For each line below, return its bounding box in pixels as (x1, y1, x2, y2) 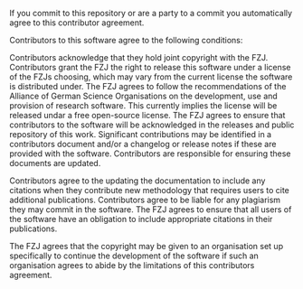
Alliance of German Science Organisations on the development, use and (9, 90, 278, 101)
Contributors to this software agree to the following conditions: (9, 35, 243, 45)
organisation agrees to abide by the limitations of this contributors (9, 260, 255, 270)
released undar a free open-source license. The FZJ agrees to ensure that (9, 110, 286, 120)
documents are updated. (9, 158, 101, 168)
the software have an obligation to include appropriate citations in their (9, 214, 273, 224)
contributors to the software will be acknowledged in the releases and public (9, 119, 295, 130)
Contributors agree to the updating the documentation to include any (9, 175, 266, 186)
